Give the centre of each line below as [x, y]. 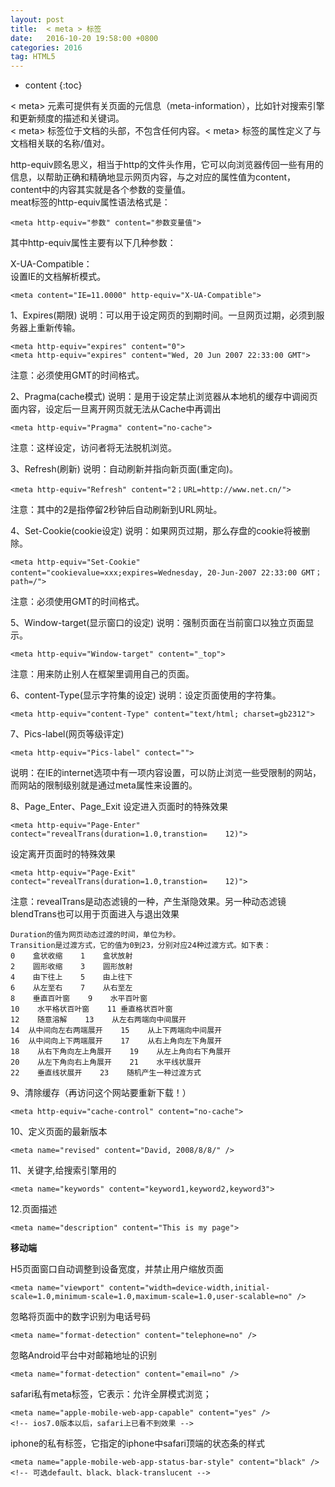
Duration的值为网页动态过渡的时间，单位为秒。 [95, 935]
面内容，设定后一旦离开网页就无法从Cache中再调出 [116, 409]
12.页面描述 [34, 1209]
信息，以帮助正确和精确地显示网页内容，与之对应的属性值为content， [153, 177]
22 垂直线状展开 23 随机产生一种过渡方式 [106, 1073]
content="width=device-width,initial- [189, 1288]
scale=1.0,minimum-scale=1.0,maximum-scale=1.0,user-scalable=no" [151, 1297]
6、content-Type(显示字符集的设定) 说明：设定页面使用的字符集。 [146, 695]
